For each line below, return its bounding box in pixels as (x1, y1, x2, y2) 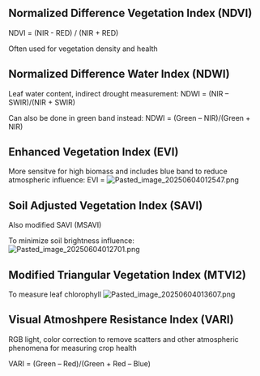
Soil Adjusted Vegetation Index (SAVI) (8, 199, 203, 212)
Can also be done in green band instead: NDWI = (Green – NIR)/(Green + (8, 113, 251, 122)
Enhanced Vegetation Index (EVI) (8, 145, 179, 159)
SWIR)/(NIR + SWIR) (8, 97, 75, 107)
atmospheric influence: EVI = (8, 175, 105, 185)
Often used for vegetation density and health (8, 44, 158, 53)
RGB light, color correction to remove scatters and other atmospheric (8, 334, 239, 344)
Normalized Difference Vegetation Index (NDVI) (8, 6, 253, 20)
